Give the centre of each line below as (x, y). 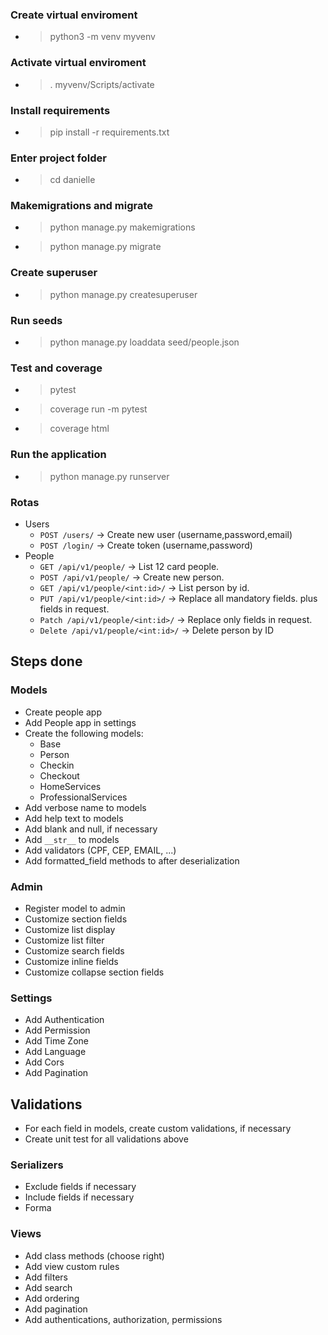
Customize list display (70, 929)
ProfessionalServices (83, 797)
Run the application (58, 455)
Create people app (63, 712)
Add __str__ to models (72, 839)
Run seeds (36, 320)
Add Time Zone (56, 1041)
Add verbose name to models (85, 807)
